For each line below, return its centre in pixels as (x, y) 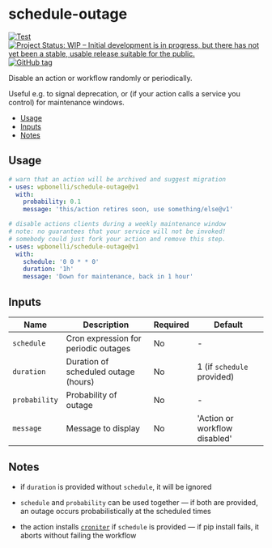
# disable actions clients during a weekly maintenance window (117, 224)
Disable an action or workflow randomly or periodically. (100, 78)
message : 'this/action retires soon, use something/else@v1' (128, 210)
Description (106, 325)
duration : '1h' (49, 269)
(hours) (80, 381)
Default (228, 325)
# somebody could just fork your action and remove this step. (117, 239)
